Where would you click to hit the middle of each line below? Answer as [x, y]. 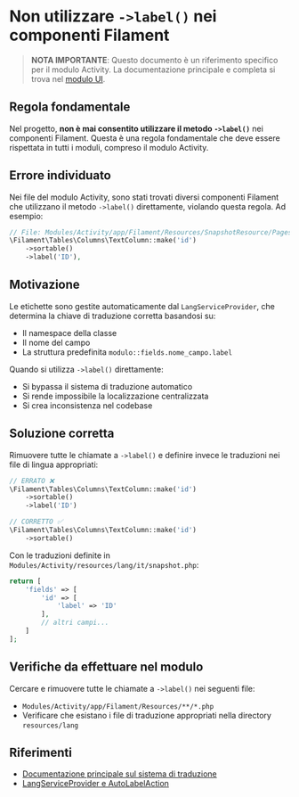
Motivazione [44, 285]
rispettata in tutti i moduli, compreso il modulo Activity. [109, 147]
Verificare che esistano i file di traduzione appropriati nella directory [146, 715]
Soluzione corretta [62, 434]
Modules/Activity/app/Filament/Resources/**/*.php [118, 706]
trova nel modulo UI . [68, 78]
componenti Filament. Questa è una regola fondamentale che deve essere [145, 138]
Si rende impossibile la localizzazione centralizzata [115, 396]
